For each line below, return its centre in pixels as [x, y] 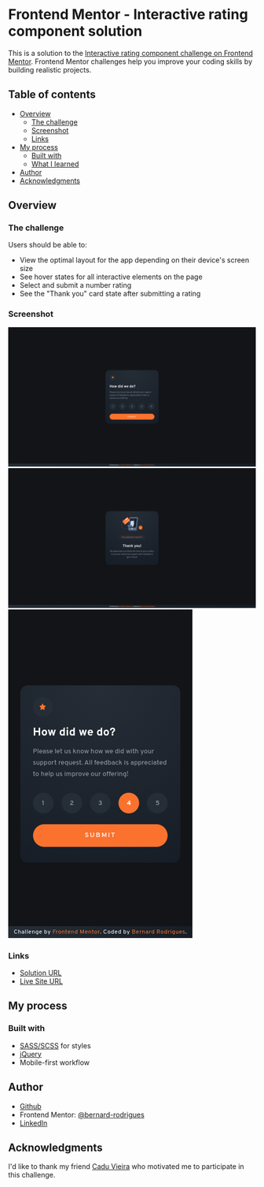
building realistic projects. [50, 69]
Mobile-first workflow [55, 1062]
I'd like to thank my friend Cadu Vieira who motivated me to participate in [126, 1167]
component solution [75, 31]
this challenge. [32, 1175]
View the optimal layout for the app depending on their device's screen [134, 260]
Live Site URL [41, 981]
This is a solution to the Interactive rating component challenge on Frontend [131, 53]
